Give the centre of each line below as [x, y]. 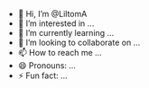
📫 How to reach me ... [60, 53]
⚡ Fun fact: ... [42, 75]
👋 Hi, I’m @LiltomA [52, 14]
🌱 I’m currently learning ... [66, 33]
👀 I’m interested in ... [56, 23]
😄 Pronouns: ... [47, 66]
